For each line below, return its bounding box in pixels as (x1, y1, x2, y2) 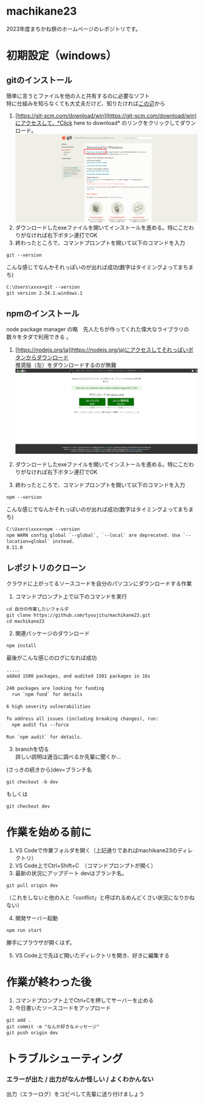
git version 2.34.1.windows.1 (6, 291, 83, 297)
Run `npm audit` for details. (6, 734, 83, 741)
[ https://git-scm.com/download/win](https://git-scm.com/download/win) (15, 111, 197, 119)
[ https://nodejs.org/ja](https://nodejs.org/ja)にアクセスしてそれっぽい (15, 346, 188, 354)
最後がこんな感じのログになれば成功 (6, 654, 97, 661)
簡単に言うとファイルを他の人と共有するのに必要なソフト (6, 92, 150, 99)
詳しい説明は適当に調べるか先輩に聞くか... (15, 753, 121, 761)
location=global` (6, 538, 50, 544)
